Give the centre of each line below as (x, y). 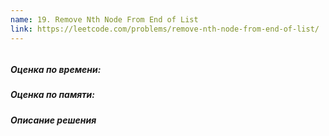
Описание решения (53, 120)
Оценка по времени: (56, 70)
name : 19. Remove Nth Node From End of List (104, 19)
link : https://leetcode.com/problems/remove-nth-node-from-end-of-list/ (165, 29)
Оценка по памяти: (52, 95)
